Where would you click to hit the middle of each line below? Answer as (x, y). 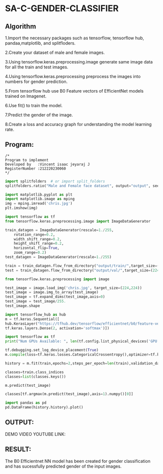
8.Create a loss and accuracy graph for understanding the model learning (78, 124)
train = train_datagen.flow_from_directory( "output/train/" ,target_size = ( (82, 266)
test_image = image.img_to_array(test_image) (52, 292)
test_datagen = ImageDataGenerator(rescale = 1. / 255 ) (58, 257)
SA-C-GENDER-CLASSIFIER (62, 8)
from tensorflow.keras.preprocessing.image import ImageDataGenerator (78, 221)
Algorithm (21, 26)
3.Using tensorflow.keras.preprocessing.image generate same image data (79, 62)
